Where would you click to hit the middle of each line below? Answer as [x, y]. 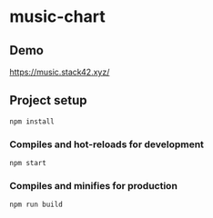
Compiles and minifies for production [93, 186]
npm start [28, 163]
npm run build [36, 205]
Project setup [49, 100]
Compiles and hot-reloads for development [107, 144]
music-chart [58, 17]
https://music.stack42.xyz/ [60, 72]
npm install [32, 121]
